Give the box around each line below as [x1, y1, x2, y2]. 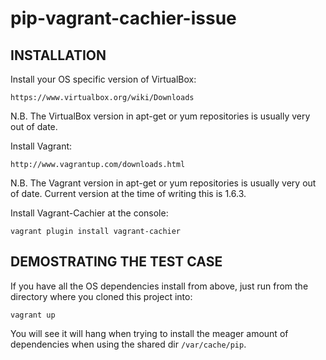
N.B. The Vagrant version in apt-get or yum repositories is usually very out [10, 177, 317, 189]
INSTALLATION [10, 47, 107, 64]
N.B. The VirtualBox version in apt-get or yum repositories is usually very [10, 110, 311, 122]
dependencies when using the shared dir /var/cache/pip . [10, 338, 247, 350]
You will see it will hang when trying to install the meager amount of [10, 327, 289, 339]
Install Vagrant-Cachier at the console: [10, 207, 169, 219]
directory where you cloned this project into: [10, 290, 193, 302]
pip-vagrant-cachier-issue [10, 7, 237, 30]
